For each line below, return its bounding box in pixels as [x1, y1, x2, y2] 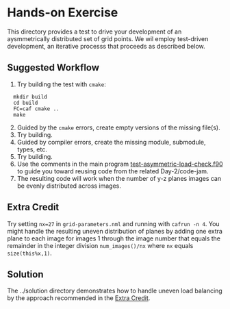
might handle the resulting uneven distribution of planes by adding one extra [7, 227, 222, 235]
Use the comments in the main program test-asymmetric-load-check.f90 [16, 160, 224, 168]
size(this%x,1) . [7, 249, 53, 257]
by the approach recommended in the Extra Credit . [7, 294, 151, 302]
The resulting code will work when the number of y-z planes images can [16, 174, 221, 182]
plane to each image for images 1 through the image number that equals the [7, 234, 221, 243]
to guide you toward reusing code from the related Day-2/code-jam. [16, 166, 209, 175]
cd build [13, 99, 38, 106]
